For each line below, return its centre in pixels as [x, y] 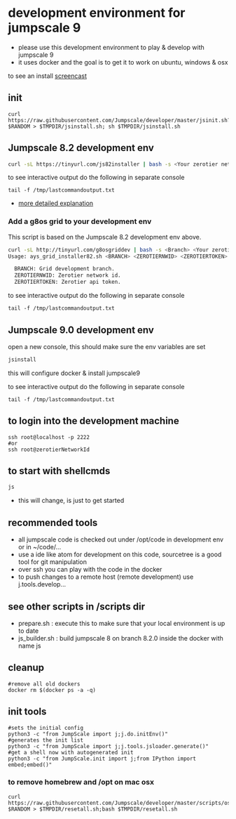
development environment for [97, 13]
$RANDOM [19, 126]
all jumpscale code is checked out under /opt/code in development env [120, 539]
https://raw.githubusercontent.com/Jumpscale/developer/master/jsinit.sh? [119, 120]
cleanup [26, 668]
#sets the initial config [46, 728]
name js [29, 646]
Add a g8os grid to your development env [80, 221]
